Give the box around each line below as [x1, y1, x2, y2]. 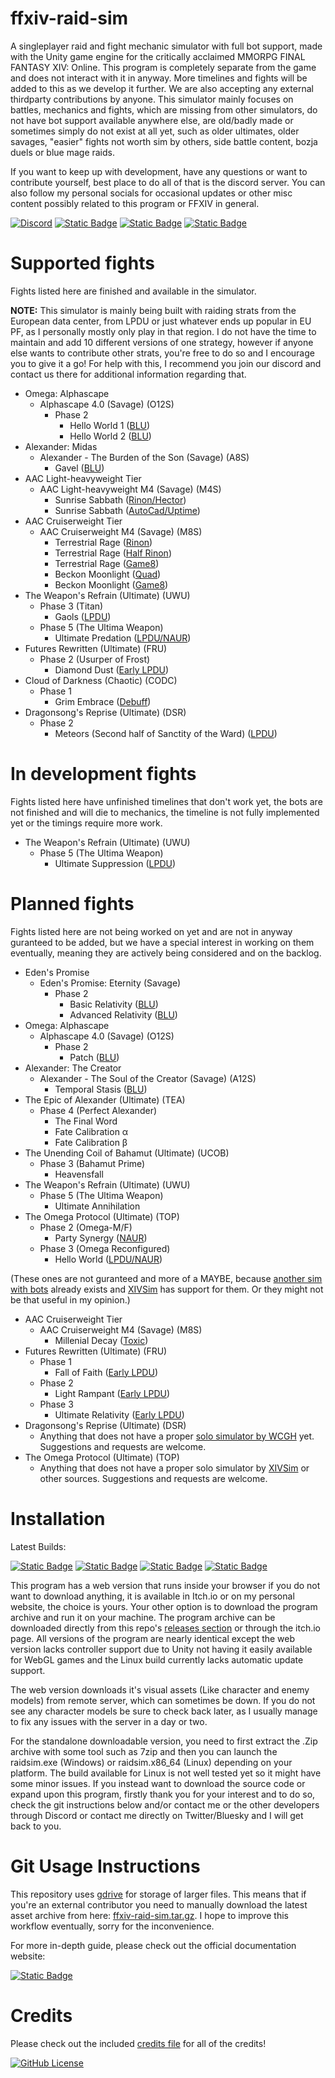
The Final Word [54, 1115, 118, 1127]
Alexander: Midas [24, 440, 98, 452]
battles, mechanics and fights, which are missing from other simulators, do [10, 103, 318, 116]
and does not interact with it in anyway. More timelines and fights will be [10, 72, 308, 84]
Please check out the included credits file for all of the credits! [10, 2037, 267, 2049]
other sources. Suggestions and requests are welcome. [39, 1472, 268, 1484]
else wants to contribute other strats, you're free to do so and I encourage [10, 347, 315, 359]
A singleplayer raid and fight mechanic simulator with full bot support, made [10, 40, 323, 52]
